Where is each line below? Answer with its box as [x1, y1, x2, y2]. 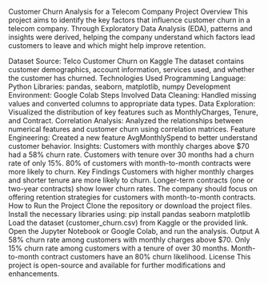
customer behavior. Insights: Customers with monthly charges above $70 [8, 142, 250, 151]
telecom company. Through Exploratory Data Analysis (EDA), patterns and [8, 24, 253, 33]
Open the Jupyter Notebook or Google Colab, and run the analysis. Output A [8, 227, 260, 235]
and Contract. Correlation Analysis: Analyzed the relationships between [8, 116, 244, 125]
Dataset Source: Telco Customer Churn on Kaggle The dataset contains [8, 56, 245, 66]
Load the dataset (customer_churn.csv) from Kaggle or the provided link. [8, 218, 249, 227]
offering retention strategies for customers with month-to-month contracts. [8, 192, 256, 202]
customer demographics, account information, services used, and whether [8, 65, 255, 74]
